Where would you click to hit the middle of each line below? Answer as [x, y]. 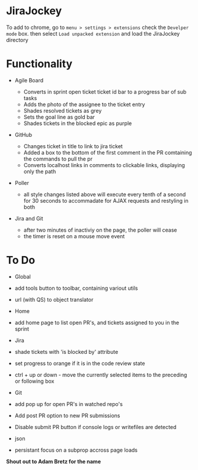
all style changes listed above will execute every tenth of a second [105, 194]
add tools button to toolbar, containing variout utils [76, 288]
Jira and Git [29, 218]
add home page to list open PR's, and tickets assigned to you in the [97, 322]
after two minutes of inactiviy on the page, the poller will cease [100, 230]
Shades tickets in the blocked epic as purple [78, 123]
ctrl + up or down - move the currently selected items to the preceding [101, 375]
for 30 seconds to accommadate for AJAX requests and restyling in [106, 200]
